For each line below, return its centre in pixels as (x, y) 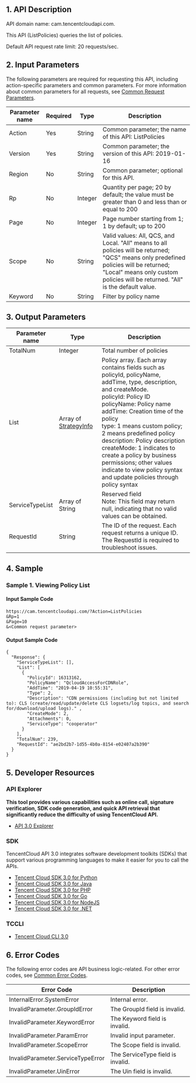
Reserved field (122, 494)
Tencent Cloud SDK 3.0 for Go (51, 896)
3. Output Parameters (46, 317)
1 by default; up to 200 (134, 226)
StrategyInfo (76, 426)
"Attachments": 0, (49, 719)
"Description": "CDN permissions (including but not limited (103, 698)
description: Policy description (143, 440)
